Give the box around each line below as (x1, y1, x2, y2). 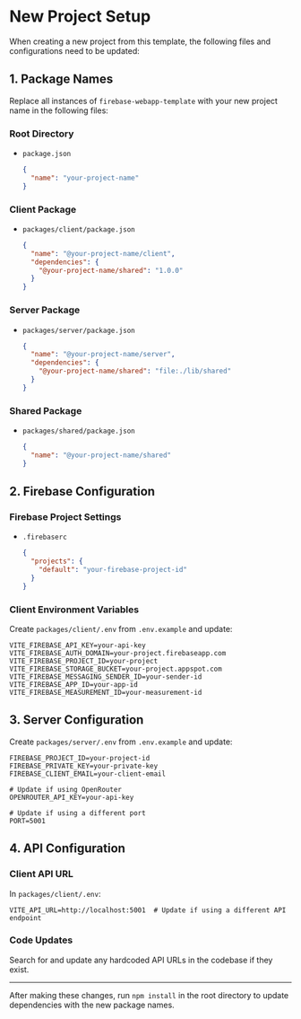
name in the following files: (9, 105, 109, 116)
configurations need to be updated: (9, 45, 141, 56)
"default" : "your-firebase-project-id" (39, 566, 188, 575)
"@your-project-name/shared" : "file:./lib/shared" (39, 366, 232, 376)
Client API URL (9, 868, 74, 881)
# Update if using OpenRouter (9, 785, 123, 794)
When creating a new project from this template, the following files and (9, 36, 271, 47)
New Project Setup (9, 6, 151, 27)
